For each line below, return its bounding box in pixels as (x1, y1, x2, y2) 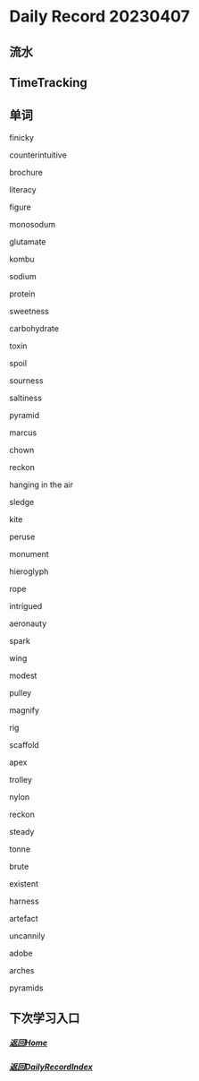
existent (9, 878, 38, 888)
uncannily (9, 930, 46, 941)
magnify (9, 705, 40, 716)
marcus (9, 427, 37, 438)
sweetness (9, 305, 49, 316)
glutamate (9, 236, 46, 247)
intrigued (9, 600, 43, 611)
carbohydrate (9, 322, 60, 333)
